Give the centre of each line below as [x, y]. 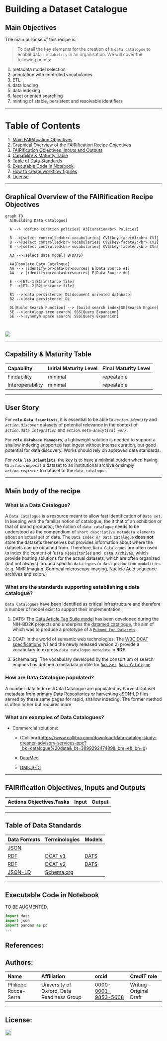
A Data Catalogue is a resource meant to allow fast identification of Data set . [83, 516]
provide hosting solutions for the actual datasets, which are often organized [83, 558]
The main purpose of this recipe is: [41, 39]
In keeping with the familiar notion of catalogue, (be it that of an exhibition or [83, 521]
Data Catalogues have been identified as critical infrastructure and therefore [83, 604]
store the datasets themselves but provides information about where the [79, 542]
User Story [22, 407]
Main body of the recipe [43, 491]
